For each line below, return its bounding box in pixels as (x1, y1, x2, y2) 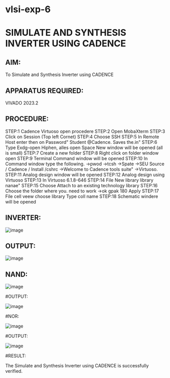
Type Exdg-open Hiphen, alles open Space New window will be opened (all (5, 144, 163, 150)
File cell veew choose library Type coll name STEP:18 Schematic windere (5, 193, 158, 199)
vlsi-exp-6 (5, 4, 51, 15)
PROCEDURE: (5, 115, 49, 123)
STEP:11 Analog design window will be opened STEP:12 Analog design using (5, 171, 165, 178)
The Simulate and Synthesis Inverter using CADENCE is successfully (5, 363, 149, 369)
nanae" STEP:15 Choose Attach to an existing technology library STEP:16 (5, 182, 158, 188)
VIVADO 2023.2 (5, 100, 39, 106)
